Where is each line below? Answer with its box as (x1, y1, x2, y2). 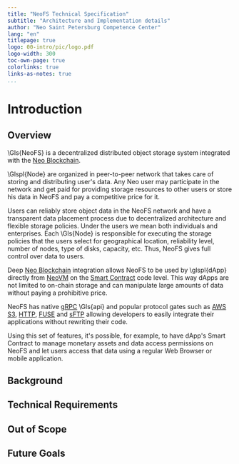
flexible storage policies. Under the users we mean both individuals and (7, 221, 218, 230)
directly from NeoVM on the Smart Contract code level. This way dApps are (7, 273, 230, 282)
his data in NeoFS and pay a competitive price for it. (7, 192, 161, 201)
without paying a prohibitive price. (7, 288, 108, 297)
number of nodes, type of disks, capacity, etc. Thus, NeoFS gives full (7, 244, 211, 253)
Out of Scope (7, 423, 67, 435)
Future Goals (7, 448, 66, 460)
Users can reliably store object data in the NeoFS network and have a (7, 206, 212, 215)
